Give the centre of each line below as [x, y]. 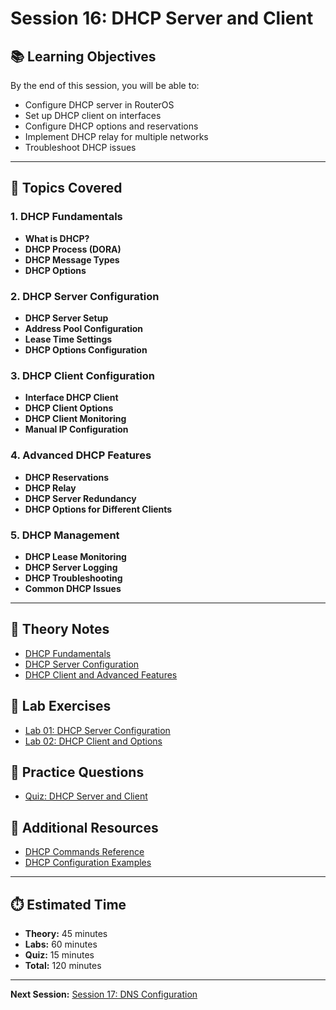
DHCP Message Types [72, 259]
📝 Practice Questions [77, 772]
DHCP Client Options [69, 408]
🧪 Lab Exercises [61, 706]
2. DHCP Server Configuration [85, 296]
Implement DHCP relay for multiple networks [116, 136]
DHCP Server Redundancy [80, 498]
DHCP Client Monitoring [75, 419]
